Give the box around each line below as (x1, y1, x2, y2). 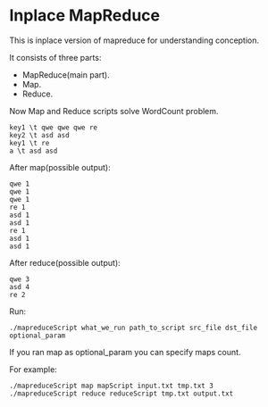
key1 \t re (9, 138, 50, 147)
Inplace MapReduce (9, 5, 161, 26)
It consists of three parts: (9, 52, 102, 62)
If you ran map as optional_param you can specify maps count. (9, 346, 241, 357)
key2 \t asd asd (9, 130, 70, 139)
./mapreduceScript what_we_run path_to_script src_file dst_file (9, 323, 257, 332)
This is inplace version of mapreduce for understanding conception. (9, 35, 260, 46)
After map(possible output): (9, 162, 112, 172)
